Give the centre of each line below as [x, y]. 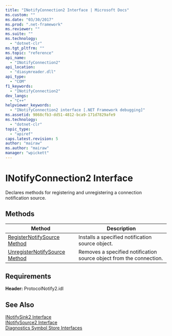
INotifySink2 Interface [28, 317]
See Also [20, 304]
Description [121, 228]
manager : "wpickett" [27, 153]
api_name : [16, 58]
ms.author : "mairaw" [27, 148]
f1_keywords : [19, 86]
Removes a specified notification [118, 251]
